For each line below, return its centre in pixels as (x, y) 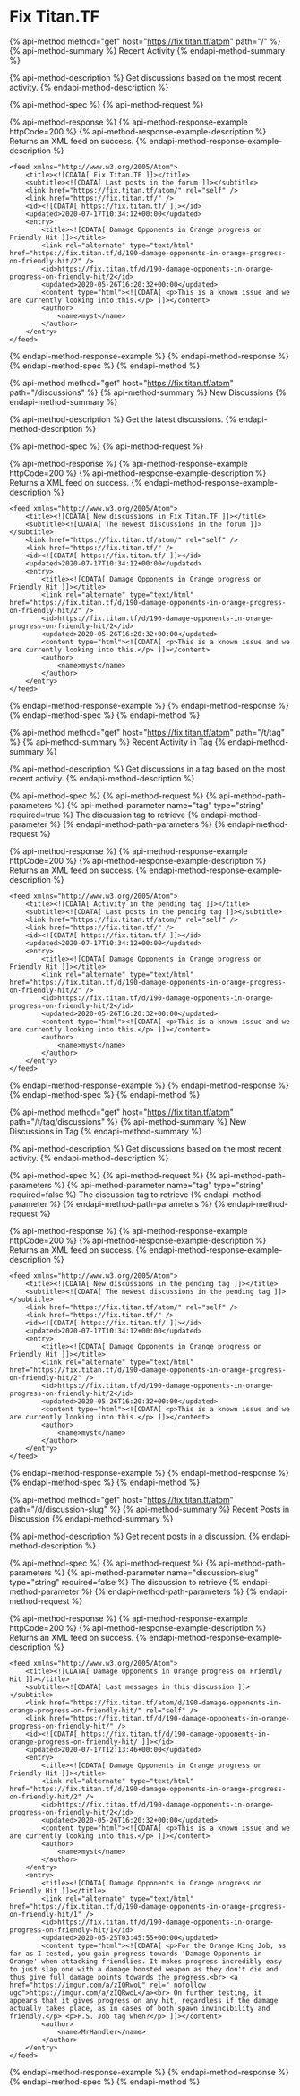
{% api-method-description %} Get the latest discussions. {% (123, 419)
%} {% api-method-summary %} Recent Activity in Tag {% (118, 742)
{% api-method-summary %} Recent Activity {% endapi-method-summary (147, 50)
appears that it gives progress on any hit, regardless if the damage (144, 2000)
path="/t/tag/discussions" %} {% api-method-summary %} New (128, 1121)
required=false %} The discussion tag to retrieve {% (106, 1195)
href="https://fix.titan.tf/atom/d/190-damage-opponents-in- (165, 1703)
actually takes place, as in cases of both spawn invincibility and (140, 2008)
